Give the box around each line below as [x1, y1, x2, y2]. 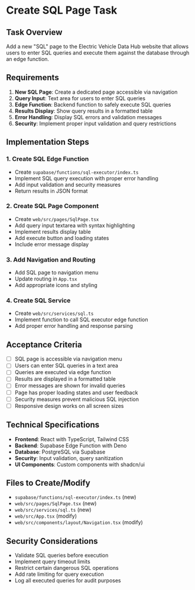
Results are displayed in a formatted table [14, 375, 116, 382]
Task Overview [6, 27, 63, 37]
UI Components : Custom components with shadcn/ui [14, 461, 145, 468]
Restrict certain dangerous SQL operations [14, 565, 119, 572]
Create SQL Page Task [6, 4, 118, 17]
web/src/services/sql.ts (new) [14, 506, 92, 514]
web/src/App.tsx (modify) [14, 512, 77, 519]
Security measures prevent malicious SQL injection [14, 396, 139, 403]
